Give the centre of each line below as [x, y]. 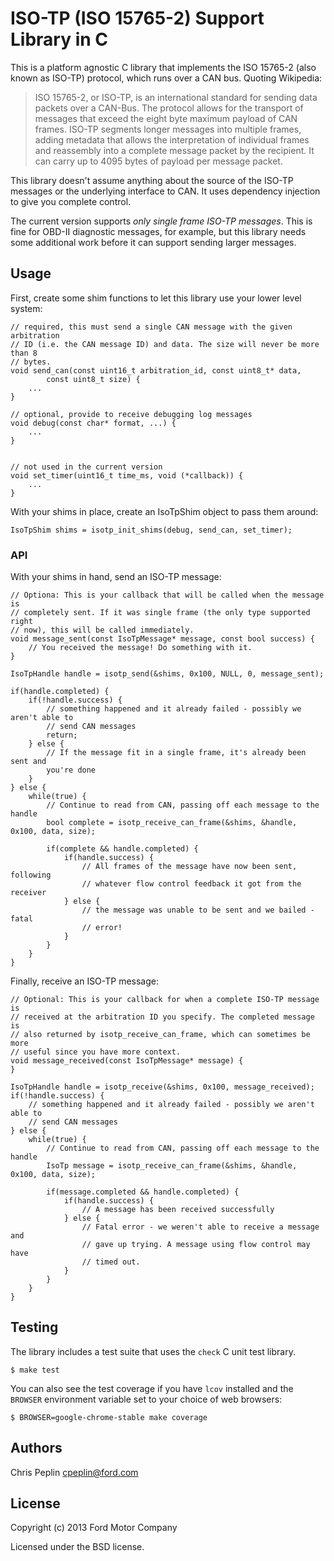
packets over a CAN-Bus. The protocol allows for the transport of [169, 108]
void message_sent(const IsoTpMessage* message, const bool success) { [162, 639]
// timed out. [111, 1262]
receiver [28, 893]
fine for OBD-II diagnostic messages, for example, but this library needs [158, 231]
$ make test [35, 1370]
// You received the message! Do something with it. [140, 648]
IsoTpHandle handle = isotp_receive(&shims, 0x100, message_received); [162, 1087]
